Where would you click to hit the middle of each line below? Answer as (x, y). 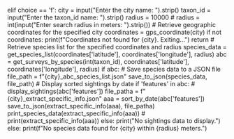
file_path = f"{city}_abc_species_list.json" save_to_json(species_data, (107, 76)
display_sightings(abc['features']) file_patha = (73, 91)
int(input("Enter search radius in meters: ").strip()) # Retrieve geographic (112, 25)
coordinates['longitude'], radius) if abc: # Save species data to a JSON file (114, 69)
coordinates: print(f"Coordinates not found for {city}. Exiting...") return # (111, 40)
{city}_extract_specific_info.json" (55, 99)
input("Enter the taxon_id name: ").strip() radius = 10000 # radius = (104, 17)
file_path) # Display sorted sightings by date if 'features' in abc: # (101, 84)
